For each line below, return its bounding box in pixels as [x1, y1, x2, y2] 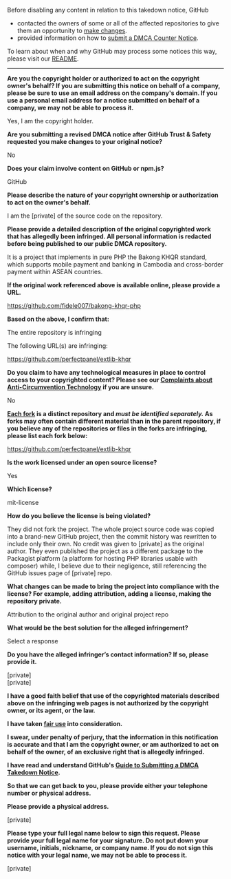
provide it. [7, 658, 37, 665]
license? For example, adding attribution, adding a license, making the [7, 590, 212, 598]
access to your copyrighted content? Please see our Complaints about [7, 375, 213, 384]
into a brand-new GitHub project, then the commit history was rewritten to [7, 532, 217, 540]
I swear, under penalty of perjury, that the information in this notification [7, 733, 219, 741]
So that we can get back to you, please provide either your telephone [7, 782, 208, 789]
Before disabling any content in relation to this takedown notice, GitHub [7, 6, 209, 14]
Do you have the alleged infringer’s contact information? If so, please [7, 650, 209, 659]
